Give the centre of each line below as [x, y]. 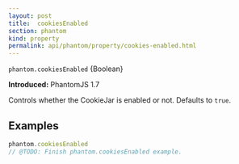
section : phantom [38, 31]
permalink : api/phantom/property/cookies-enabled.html [103, 46]
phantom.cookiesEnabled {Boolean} [66, 69]
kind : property [34, 38]
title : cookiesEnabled [48, 23]
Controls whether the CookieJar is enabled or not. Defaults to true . [120, 100]
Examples [34, 126]
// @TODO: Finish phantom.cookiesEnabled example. [95, 151]
